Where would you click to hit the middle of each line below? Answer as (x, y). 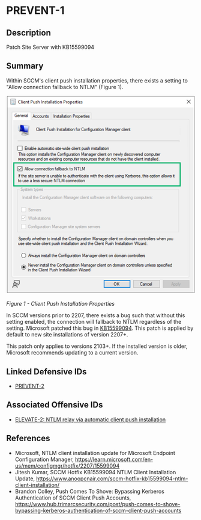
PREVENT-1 (35, 11)
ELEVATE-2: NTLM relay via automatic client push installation (90, 419)
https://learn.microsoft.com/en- (114, 459)
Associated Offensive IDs (55, 405)
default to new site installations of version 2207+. (67, 335)
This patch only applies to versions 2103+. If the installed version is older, (97, 346)
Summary (25, 66)
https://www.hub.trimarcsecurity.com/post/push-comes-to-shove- (97, 504)
